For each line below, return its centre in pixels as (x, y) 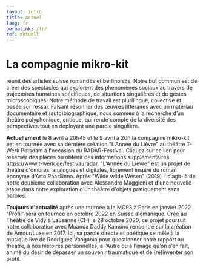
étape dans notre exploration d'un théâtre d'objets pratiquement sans (93, 189)
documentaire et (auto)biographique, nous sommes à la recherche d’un (95, 113)
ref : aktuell (23, 34)
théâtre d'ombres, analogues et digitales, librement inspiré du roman (92, 170)
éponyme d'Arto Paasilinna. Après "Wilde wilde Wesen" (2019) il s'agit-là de (101, 177)
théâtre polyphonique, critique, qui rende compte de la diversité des (91, 120)
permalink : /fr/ (27, 29)
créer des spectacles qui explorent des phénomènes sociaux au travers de (99, 88)
